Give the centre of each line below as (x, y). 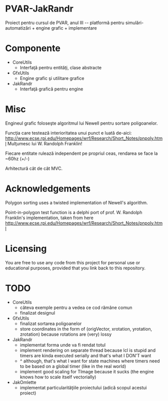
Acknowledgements (48, 188)
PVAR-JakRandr (39, 9)
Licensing (26, 248)
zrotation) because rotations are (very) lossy (66, 334)
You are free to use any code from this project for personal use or (73, 262)
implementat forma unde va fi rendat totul (63, 345)
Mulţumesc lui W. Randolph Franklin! (45, 143)
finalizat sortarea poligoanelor (51, 323)
